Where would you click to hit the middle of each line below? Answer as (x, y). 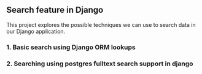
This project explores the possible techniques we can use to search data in (101, 24)
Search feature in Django (55, 10)
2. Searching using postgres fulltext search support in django (100, 64)
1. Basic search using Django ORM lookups (71, 47)
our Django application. (36, 31)
